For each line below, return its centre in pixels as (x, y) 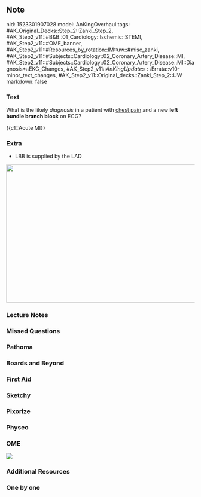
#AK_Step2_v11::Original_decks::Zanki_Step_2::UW (120, 75)
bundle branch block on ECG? (44, 117)
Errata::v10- (166, 69)
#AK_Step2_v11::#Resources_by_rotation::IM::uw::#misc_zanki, (83, 50)
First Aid (19, 379)
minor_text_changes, (32, 75)
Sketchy (19, 395)
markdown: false (27, 81)
